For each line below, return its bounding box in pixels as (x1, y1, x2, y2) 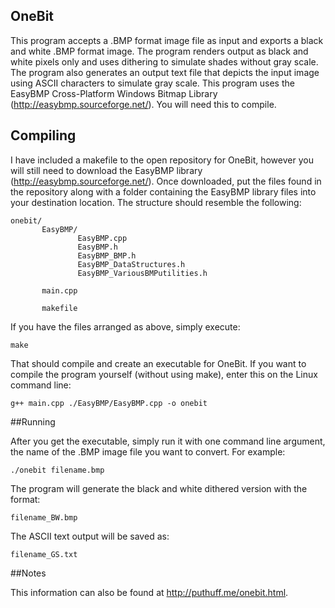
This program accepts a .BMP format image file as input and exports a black (10, 34, 324, 46)
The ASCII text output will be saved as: (10, 530, 170, 542)
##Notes (10, 567, 47, 579)
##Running (10, 415, 56, 428)
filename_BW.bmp (10, 512, 78, 523)
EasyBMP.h (77, 242, 118, 252)
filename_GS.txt (10, 549, 78, 559)
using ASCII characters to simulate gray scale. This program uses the (10, 77, 295, 89)
